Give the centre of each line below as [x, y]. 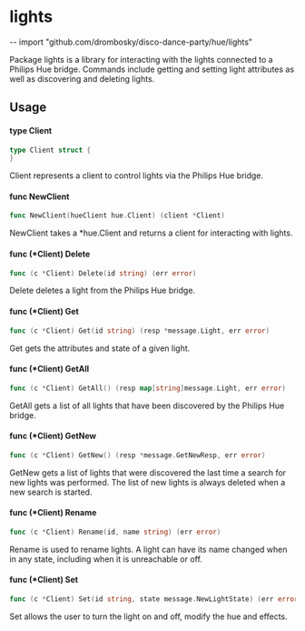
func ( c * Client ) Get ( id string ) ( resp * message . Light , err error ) [140, 331]
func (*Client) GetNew [53, 436]
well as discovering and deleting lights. [82, 78]
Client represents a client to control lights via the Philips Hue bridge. [137, 175]
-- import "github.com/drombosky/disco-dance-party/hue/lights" [131, 42]
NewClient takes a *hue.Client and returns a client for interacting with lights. [151, 233]
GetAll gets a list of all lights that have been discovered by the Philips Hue [147, 406]
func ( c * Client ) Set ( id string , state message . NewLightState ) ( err [142, 599]
